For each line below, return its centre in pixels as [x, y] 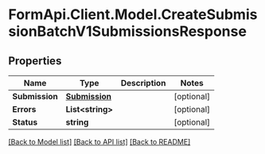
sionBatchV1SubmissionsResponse [127, 31]
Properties [35, 61]
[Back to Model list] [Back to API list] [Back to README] [99, 142]
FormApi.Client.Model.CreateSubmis [133, 15]
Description [143, 83]
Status [25, 122]
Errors [24, 109]
